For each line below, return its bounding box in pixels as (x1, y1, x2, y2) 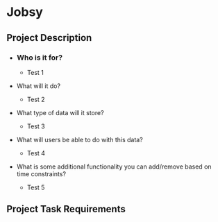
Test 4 (26, 148, 46, 157)
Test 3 (26, 122, 46, 130)
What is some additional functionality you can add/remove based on (16, 162, 212, 171)
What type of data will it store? (16, 108, 105, 117)
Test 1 (26, 68, 44, 76)
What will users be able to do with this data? (16, 135, 143, 144)
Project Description (6, 32, 92, 44)
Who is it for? (16, 53, 63, 62)
